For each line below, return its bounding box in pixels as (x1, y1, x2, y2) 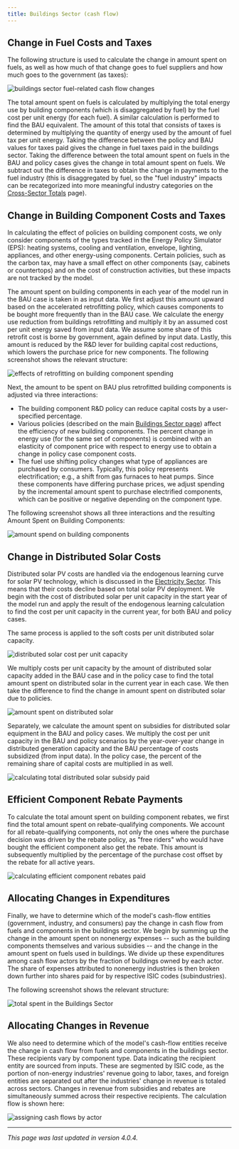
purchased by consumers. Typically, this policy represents (17, 465, 188, 474)
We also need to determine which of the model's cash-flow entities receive (7, 1039, 228, 1047)
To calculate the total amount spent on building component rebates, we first (7, 812, 230, 821)
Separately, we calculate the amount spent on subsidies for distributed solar (7, 722, 230, 730)
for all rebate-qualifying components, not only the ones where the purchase (7, 828, 230, 836)
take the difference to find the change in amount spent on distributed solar (7, 687, 225, 695)
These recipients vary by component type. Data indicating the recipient (7, 1054, 216, 1062)
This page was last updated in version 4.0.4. (7, 1133, 139, 1142)
